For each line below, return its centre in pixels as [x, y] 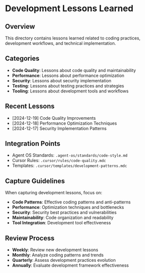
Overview [20, 27]
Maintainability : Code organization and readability [63, 218]
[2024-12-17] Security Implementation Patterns [59, 128]
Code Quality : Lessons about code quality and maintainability [74, 70]
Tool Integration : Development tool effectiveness [61, 223]
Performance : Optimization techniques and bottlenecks [68, 207]
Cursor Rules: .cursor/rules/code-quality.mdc [59, 161]
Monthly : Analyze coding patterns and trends [58, 255]
